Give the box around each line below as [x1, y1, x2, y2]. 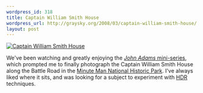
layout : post [6, 26, 40, 32]
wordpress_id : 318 [6, 9, 53, 15]
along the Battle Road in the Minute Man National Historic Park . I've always [6, 67, 193, 75]
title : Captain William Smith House [6, 15, 99, 21]
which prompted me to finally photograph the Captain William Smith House [6, 61, 193, 68]
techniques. [6, 80, 36, 88]
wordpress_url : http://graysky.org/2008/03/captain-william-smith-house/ [6, 20, 198, 26]
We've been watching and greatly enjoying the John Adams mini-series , [6, 54, 187, 61]
